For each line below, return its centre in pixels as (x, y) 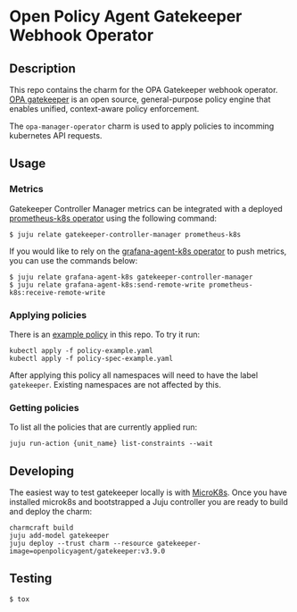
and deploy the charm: (51, 512)
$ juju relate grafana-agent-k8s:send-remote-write (107, 285)
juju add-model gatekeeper (59, 536)
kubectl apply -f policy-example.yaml (81, 350)
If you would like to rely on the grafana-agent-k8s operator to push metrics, (148, 251)
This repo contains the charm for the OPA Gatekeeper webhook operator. (144, 90)
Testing (31, 578)
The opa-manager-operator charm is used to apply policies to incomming (142, 126)
